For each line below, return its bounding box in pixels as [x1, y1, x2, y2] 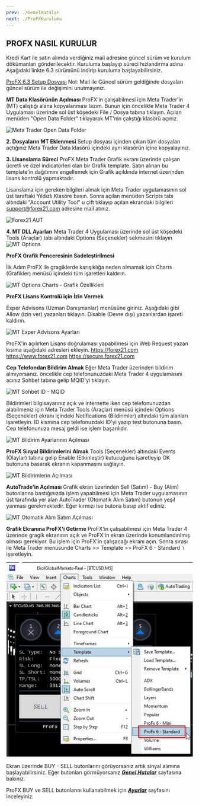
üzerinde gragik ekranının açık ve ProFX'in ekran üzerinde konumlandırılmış [6, 531, 191, 539]
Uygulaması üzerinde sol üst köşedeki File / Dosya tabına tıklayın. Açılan [6, 109, 182, 116]
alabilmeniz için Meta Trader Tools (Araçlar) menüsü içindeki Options [6, 406, 175, 413]
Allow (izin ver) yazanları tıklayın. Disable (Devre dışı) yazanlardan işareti [6, 311, 183, 318]
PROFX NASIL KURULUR [6, 39, 97, 49]
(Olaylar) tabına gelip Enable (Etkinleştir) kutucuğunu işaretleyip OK [6, 454, 171, 461]
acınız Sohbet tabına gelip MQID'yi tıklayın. [6, 377, 111, 384]
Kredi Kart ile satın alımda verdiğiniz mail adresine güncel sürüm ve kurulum [6, 54, 191, 62]
